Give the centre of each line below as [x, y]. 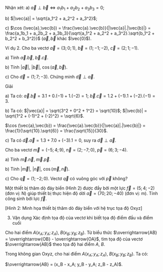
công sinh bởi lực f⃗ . [26, 198]
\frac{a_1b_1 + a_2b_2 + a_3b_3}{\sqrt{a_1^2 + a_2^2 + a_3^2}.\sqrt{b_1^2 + [80, 33]
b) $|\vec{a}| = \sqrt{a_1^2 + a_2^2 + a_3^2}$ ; [51, 18]
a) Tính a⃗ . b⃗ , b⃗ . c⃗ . [27, 57]
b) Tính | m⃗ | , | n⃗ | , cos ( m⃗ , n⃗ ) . [37, 169]
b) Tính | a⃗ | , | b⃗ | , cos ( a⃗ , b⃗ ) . [36, 67]
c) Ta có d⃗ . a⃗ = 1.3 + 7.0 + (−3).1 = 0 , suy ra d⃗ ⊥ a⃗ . [61, 140]
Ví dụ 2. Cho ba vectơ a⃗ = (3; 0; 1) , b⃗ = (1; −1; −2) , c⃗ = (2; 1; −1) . [72, 48]
